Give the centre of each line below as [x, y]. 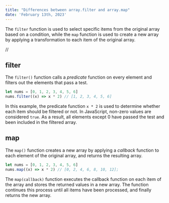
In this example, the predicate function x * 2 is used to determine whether [83, 106]
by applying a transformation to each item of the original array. [70, 40]
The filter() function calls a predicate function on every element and [79, 77]
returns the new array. [28, 195]
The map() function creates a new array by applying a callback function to [82, 150]
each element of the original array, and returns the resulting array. [74, 155]
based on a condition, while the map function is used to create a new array [82, 34]
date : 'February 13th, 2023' [36, 15]
